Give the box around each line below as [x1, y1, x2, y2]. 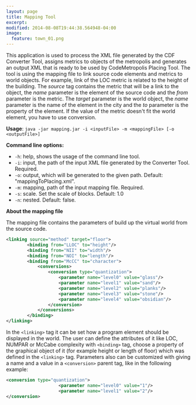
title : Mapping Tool [6, 14, 57, 20]
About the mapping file [6, 208, 63, 214]
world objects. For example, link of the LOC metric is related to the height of [6, 77, 189, 84]
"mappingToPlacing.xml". [14, 178, 75, 185]
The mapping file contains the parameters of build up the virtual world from [6, 219, 188, 226]
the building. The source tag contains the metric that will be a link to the [6, 83, 179, 89]
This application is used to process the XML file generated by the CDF [6, 52, 176, 58]
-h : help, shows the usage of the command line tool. [14, 153, 140, 160]
